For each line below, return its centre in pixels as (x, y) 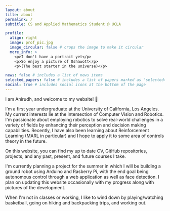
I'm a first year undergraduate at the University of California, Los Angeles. (82, 109)
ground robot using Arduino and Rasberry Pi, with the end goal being (77, 171)
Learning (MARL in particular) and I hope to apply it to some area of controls (85, 136)
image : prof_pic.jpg (31, 43)
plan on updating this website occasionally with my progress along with (80, 182)
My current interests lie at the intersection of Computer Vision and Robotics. (84, 114)
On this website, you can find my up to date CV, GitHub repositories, (76, 151)
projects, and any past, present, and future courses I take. (66, 156)
